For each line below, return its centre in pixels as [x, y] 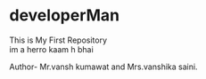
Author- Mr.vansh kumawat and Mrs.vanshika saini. [103, 67]
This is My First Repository [58, 40]
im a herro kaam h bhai [51, 49]
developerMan [65, 16]
